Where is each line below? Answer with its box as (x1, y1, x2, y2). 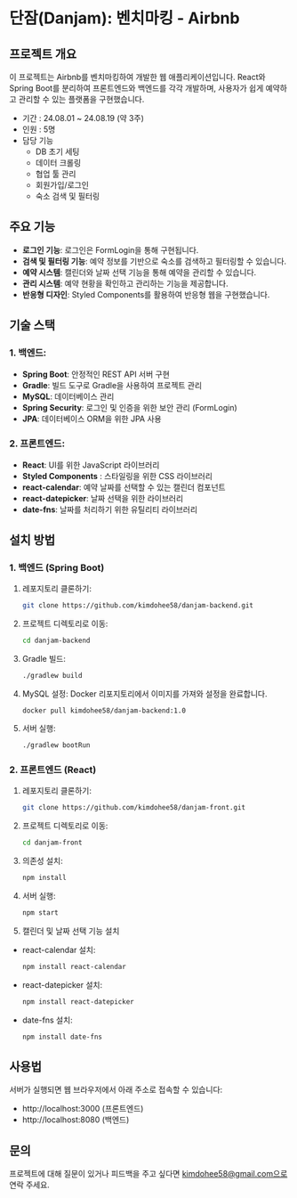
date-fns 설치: (21, 1015, 73, 1025)
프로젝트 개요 (9, 46, 77, 61)
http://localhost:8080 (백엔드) (21, 1114, 130, 1125)
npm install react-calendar (21, 962, 126, 971)
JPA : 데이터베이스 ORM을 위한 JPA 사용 (21, 413, 162, 424)
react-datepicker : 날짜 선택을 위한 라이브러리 (21, 493, 184, 503)
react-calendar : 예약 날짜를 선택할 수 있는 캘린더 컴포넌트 (21, 482, 226, 493)
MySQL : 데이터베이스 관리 (21, 391, 115, 402)
